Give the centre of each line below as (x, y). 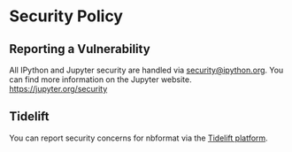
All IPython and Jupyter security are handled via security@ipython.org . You (146, 70)
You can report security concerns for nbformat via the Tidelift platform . (138, 138)
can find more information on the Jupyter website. (100, 80)
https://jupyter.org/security (58, 89)
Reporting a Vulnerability (80, 49)
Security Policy (66, 16)
